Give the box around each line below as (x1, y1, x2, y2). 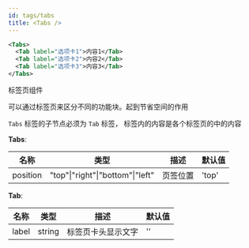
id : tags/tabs (8, 11, 55, 20)
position (12, 169, 42, 180)
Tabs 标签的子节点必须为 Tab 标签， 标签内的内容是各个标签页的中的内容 (8, 118, 242, 128)
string (37, 226, 59, 237)
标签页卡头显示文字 (66, 226, 138, 237)
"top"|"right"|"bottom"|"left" (49, 169, 155, 180)
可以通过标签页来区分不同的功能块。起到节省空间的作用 (8, 102, 188, 111)
